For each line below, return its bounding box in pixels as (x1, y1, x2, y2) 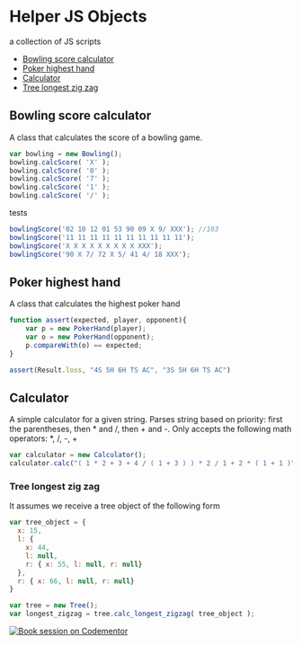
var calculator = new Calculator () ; (9, 451, 147, 460)
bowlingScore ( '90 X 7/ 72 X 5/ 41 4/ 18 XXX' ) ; (9, 250, 191, 259)
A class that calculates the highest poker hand (9, 298, 181, 309)
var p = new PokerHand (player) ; (25, 324, 147, 333)
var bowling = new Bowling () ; (9, 149, 123, 158)
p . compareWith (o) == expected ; (25, 340, 143, 349)
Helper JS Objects (9, 6, 147, 27)
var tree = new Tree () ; (9, 601, 99, 610)
